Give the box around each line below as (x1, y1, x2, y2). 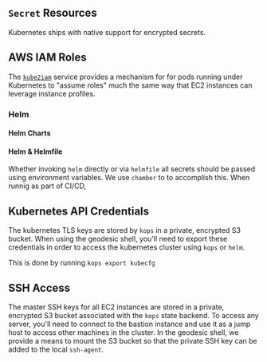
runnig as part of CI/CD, (8, 181, 87, 191)
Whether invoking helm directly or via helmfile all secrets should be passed (8, 164, 256, 174)
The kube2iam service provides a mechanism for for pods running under (8, 72, 243, 81)
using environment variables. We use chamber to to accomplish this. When (8, 173, 250, 183)
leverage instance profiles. (8, 89, 96, 98)
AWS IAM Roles (8, 51, 88, 65)
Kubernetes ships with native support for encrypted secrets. (8, 27, 206, 37)
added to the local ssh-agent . (8, 344, 104, 354)
